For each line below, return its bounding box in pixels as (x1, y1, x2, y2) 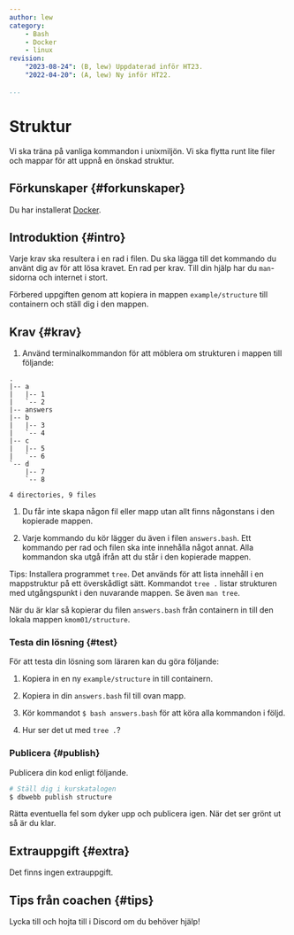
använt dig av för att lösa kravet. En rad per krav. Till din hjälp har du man (9, 263, 271, 274)
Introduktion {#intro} (9, 229, 126, 244)
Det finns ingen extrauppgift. (9, 867, 114, 877)
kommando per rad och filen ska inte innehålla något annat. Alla (21, 542, 254, 553)
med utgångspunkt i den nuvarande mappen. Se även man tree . (9, 588, 240, 599)
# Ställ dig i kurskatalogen (9, 784, 117, 793)
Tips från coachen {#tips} (9, 892, 155, 908)
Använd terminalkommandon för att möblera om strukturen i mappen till (21, 348, 283, 359)
